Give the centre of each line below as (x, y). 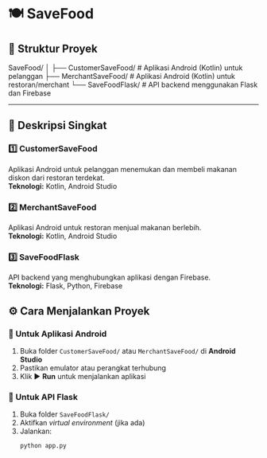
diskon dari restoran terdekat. (56, 178)
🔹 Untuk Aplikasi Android (58, 334)
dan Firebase (30, 93)
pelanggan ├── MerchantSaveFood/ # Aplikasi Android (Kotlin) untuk (122, 76)
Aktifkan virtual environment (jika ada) (82, 423)
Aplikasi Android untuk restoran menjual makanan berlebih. (105, 227)
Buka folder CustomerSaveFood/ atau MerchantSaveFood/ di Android (128, 350)
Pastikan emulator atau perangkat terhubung (93, 368)
